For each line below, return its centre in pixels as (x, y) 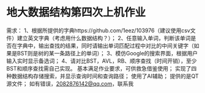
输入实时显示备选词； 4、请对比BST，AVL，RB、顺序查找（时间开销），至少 (102, 61)
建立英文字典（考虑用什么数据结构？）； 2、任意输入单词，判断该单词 (104, 38)
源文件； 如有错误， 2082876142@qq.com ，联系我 (70, 83)
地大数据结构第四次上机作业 (76, 12)
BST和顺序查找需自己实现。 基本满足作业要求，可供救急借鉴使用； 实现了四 (102, 68)
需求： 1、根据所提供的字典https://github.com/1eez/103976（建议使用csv (99, 30)
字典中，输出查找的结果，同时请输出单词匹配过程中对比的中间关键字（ (105, 46)
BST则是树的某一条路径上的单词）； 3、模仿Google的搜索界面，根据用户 (107, 53)
